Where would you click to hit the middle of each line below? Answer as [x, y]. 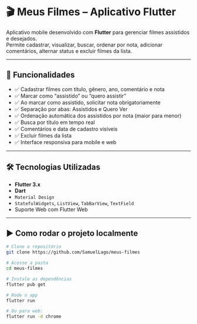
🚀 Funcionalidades [40, 75]
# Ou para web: [25, 311]
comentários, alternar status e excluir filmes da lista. [69, 51]
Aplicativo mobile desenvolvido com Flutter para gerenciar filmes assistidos [98, 32]
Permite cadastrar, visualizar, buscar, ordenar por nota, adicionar [84, 45]
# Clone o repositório [34, 247]
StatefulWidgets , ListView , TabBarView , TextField [74, 203]
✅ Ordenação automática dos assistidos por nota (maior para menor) [98, 115]
